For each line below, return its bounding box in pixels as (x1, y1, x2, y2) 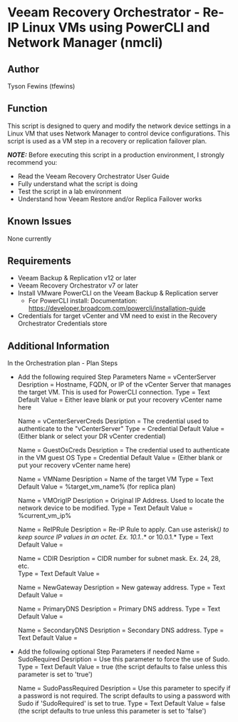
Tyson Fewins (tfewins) (7, 82, 76, 90)
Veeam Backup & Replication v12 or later (17, 274, 137, 283)
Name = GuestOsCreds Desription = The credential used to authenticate (17, 446, 230, 454)
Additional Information (7, 340, 110, 352)
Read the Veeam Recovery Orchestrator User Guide (17, 172, 170, 180)
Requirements (7, 255, 71, 268)
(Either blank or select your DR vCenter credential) (17, 432, 166, 441)
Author (7, 63, 39, 75)
